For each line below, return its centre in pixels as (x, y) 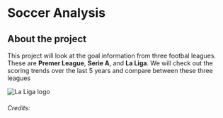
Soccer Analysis (57, 13)
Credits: (19, 107)
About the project (47, 39)
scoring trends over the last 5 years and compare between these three (110, 71)
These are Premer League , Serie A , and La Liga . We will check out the (110, 63)
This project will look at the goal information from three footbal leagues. (112, 55)
